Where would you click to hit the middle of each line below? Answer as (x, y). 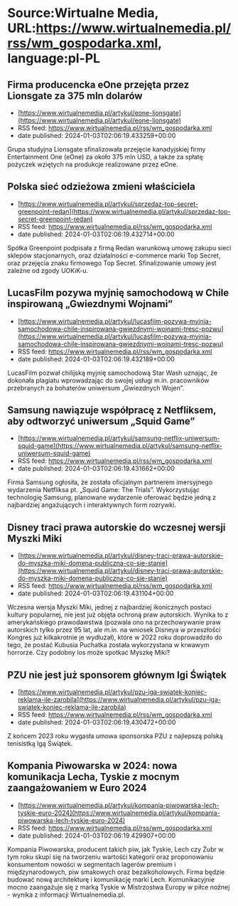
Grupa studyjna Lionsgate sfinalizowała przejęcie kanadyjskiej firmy (107, 149)
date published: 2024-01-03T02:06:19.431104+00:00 (96, 593)
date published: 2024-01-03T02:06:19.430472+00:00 (97, 723)
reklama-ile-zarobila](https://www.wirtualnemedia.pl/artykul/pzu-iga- (119, 700)
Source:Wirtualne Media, (83, 13)
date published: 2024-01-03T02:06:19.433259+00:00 (97, 135)
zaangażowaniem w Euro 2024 (77, 788)
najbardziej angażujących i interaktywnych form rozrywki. (92, 505)
